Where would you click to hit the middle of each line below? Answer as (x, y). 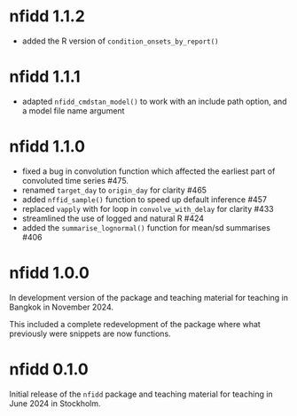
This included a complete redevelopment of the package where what (135, 324)
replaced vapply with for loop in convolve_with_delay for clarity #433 (148, 208)
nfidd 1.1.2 (47, 16)
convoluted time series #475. (75, 180)
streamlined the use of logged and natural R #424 (113, 218)
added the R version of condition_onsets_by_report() (120, 41)
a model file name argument (73, 110)
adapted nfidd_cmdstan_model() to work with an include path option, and (154, 101)
